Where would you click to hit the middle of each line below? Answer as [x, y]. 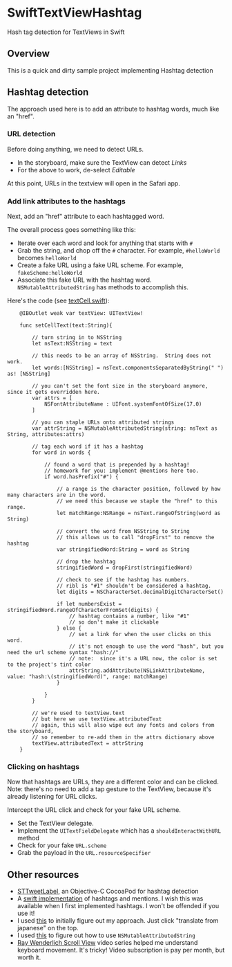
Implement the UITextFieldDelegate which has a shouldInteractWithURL [119, 831]
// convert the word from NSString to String [123, 532]
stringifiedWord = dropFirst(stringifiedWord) [125, 568]
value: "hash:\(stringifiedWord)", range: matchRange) [88, 677]
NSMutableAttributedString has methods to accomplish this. [103, 287]
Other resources [43, 875]
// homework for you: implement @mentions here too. [121, 471]
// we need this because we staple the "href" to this [137, 501]
